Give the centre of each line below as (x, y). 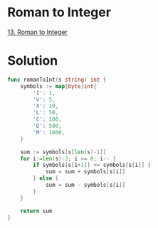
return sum (36, 211)
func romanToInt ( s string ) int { (57, 80)
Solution (33, 61)
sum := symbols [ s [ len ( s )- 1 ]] (63, 152)
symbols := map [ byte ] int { (59, 86)
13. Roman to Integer (37, 32)
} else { (46, 178)
